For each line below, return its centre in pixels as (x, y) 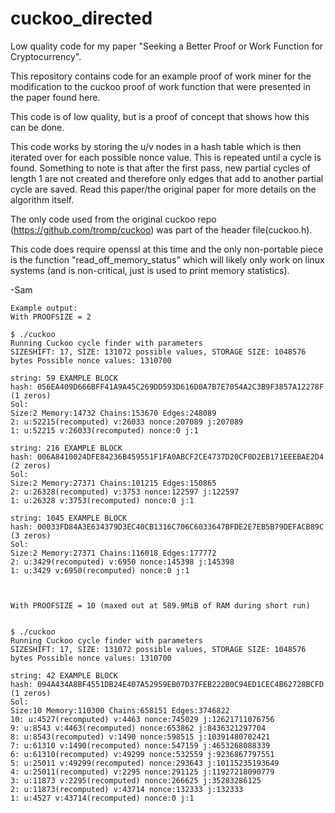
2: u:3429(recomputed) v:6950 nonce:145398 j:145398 (122, 562)
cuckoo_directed (81, 18)
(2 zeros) (31, 465)
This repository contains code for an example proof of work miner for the (161, 76)
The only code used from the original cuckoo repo (113, 219)
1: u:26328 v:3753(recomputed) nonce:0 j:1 (102, 500)
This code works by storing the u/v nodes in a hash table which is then (156, 146)
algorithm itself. (42, 199)
